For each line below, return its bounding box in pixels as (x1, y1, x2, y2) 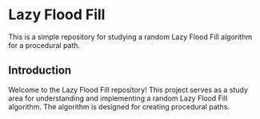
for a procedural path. (8, 40, 81, 50)
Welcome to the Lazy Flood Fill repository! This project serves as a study (8, 85, 248, 94)
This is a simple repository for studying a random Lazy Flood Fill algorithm (8, 32, 253, 42)
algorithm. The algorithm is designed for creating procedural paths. (8, 101, 230, 111)
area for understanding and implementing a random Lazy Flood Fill (8, 93, 228, 103)
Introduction (8, 64, 72, 77)
